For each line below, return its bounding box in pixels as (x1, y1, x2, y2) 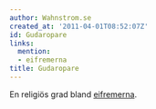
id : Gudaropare (9, 30, 68, 39)
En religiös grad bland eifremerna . (9, 88, 138, 100)
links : (9, 38, 35, 48)
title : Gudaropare (9, 64, 79, 74)
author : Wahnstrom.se (9, 13, 92, 23)
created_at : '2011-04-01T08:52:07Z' (9, 22, 149, 31)
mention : (17, 47, 51, 56)
